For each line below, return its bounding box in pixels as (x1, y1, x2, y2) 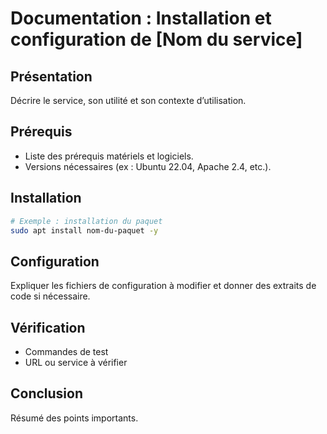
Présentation (10, 68, 93, 85)
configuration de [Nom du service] (10, 28, 303, 51)
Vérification (10, 319, 86, 336)
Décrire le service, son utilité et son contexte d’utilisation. (10, 95, 247, 106)
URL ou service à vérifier (24, 357, 128, 368)
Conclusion (10, 385, 84, 402)
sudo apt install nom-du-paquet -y (10, 225, 159, 236)
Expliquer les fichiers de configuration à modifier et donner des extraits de (10, 280, 317, 292)
